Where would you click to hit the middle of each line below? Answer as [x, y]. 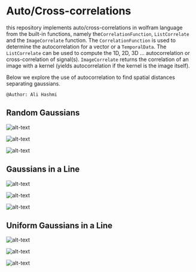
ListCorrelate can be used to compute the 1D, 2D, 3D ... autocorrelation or [98, 53]
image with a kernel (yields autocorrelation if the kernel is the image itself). [98, 65]
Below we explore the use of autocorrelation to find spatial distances [91, 77]
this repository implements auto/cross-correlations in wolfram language [94, 27]
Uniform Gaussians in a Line [59, 225]
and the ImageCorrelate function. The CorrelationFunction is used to [91, 40]
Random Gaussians [43, 113]
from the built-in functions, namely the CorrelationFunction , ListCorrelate [98, 33]
